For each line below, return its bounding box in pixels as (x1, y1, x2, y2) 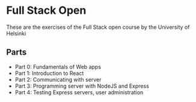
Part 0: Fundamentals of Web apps (14, 63, 101, 70)
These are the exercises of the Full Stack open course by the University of (6, 23, 190, 31)
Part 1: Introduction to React (14, 70, 84, 77)
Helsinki (6, 29, 26, 37)
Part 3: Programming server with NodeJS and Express (14, 82, 149, 89)
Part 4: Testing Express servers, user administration (14, 88, 144, 96)
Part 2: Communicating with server (14, 76, 102, 83)
